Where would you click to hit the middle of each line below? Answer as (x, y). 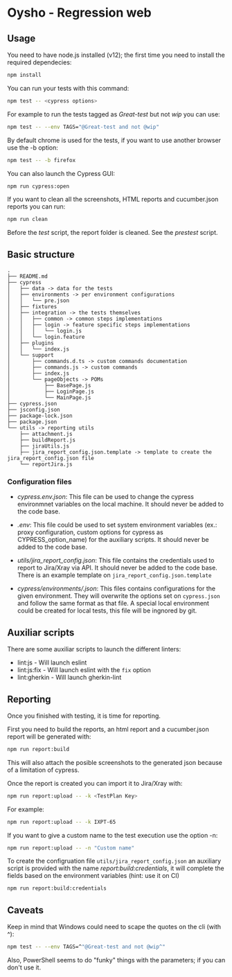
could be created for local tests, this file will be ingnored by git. (107, 610)
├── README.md (28, 276)
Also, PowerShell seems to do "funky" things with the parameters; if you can (116, 960)
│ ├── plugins (30, 343)
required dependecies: (39, 62)
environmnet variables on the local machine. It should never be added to (120, 504)
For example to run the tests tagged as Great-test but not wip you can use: (114, 114)
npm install (24, 75)
